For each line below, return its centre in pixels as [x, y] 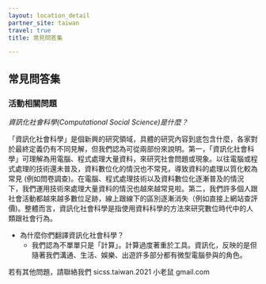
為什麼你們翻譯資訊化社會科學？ [72, 235]
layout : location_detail [49, 15]
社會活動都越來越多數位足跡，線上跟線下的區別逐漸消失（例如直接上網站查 [129, 198]
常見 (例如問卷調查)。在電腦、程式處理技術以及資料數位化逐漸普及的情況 [126, 178]
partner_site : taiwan [44, 23]
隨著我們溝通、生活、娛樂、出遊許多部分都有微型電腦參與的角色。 [139, 255]
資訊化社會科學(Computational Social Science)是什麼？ [98, 122]
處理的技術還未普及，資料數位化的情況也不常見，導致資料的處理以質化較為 [136, 168]
